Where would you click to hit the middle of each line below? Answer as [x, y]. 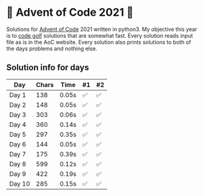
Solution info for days [48, 68]
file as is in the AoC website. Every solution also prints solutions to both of [99, 42]
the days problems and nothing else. [52, 49]
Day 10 [20, 183]
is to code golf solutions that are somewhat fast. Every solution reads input [100, 35]
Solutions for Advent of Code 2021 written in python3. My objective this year [102, 29]
